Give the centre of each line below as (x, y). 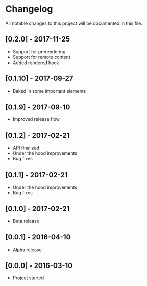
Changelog (29, 9)
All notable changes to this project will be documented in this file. (74, 23)
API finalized (26, 148)
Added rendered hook (36, 63)
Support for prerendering (39, 51)
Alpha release (27, 250)
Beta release (26, 221)
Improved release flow (36, 119)
